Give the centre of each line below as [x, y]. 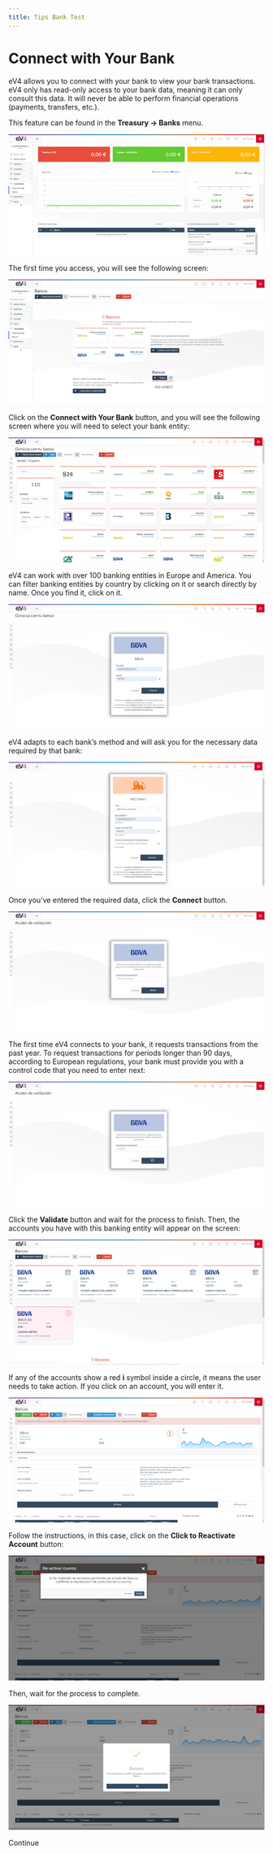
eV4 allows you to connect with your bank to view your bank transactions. [132, 80]
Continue [24, 1843]
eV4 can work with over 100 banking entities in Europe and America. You [130, 575]
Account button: [36, 1544]
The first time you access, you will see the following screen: [108, 268]
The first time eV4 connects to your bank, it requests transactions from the [133, 1044]
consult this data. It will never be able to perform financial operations [123, 98]
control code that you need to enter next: [77, 1070]
